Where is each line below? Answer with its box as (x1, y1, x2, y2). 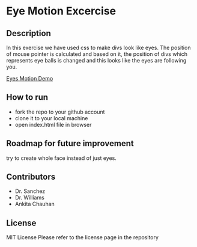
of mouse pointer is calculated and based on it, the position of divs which (6, 50, 188, 58)
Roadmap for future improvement (6, 138, 134, 148)
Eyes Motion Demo (6, 75, 53, 82)
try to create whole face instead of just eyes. (6, 154, 117, 162)
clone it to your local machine (14, 114, 88, 121)
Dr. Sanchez (14, 188, 46, 195)
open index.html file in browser (14, 121, 92, 128)
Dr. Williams (14, 194, 45, 201)
